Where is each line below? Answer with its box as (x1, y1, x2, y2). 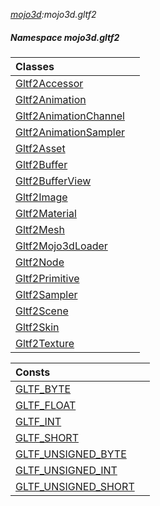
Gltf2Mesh (15, 222, 65, 236)
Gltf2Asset (15, 141, 66, 155)
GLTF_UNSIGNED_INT (15, 463, 118, 477)
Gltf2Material (15, 206, 77, 220)
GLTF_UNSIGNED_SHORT (15, 479, 135, 493)
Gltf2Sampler (15, 287, 78, 301)
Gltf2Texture (15, 336, 75, 350)
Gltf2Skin (15, 320, 60, 334)
